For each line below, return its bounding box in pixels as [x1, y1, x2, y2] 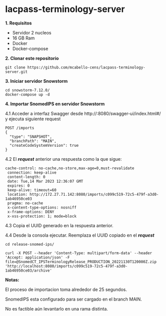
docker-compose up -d [5, 92, 50, 97]
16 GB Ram [12, 35, 35, 41]
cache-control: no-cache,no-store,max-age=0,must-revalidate [5, 166, 135, 171]
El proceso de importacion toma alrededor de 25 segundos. [5, 286, 127, 293]
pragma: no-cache [7, 201, 43, 206]
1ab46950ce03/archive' [5, 268, 52, 273]
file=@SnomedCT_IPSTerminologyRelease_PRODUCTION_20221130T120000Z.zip [5, 259, 157, 264]
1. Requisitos [5, 20, 32, 26]
